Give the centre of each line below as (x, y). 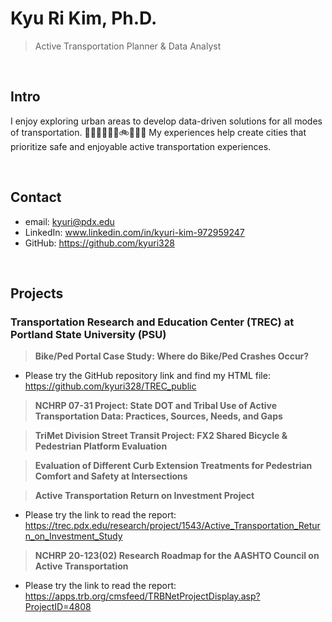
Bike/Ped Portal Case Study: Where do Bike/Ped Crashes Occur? (172, 356)
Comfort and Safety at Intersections (111, 476)
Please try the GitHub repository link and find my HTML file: (147, 376)
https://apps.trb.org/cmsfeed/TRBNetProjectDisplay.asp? (142, 596)
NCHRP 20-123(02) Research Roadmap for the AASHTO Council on (177, 556)
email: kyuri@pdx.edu (69, 221)
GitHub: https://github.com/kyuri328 (99, 243)
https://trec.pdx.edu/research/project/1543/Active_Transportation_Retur (172, 526)
